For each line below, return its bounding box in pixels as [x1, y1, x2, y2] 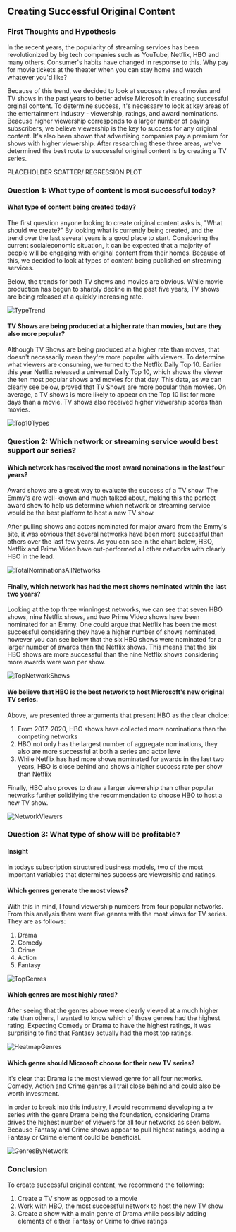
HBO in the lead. [7, 552, 55, 561]
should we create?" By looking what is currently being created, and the [7, 226, 213, 234]
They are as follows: [7, 917, 66, 926]
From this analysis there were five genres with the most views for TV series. [7, 909, 228, 918]
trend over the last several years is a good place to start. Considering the [7, 233, 219, 242]
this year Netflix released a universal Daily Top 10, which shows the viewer [7, 368, 223, 376]
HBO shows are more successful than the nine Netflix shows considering [7, 650, 219, 659]
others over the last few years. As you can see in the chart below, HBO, [7, 537, 213, 546]
